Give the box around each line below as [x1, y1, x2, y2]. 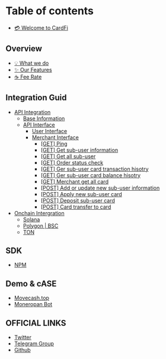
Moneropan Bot [14, 301, 53, 308]
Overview [5, 43, 43, 54]
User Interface [31, 127, 68, 134]
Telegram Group [14, 340, 55, 347]
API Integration [14, 108, 51, 115]
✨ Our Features [14, 66, 52, 73]
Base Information [23, 115, 65, 122]
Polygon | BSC [23, 222, 59, 229]
